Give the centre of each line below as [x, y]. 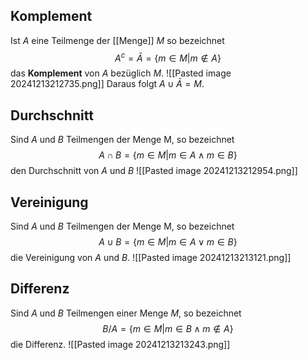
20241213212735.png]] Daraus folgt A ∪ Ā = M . [107, 84]
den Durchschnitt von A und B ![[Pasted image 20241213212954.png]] [154, 171]
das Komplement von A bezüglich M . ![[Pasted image [121, 73]
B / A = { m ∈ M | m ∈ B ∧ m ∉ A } [168, 328]
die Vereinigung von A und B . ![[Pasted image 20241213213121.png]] [151, 258]
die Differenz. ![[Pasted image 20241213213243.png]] [120, 344]
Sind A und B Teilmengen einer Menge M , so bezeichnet [126, 313]
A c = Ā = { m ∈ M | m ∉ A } [168, 57]
